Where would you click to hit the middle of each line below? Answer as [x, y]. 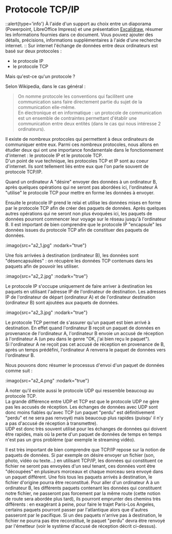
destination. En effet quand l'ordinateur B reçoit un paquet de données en [83, 328]
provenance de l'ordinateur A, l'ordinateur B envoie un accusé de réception [84, 333]
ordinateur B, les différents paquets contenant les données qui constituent [84, 488]
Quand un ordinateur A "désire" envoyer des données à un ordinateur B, [81, 181]
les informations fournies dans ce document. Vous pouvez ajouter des [79, 34]
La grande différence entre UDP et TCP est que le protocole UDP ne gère [82, 401]
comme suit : [19, 371]
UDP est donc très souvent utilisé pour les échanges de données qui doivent [86, 429]
